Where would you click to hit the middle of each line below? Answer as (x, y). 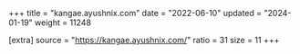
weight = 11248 (63, 22)
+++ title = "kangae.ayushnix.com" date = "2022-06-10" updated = (135, 13)
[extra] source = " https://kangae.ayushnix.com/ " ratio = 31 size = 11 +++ (144, 40)
